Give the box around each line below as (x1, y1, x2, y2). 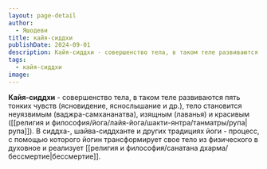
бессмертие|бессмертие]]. (8, 152, 101, 161)
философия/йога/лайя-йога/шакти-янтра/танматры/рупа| (51, 117, 248, 127)
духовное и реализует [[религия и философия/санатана (8, 143, 198, 152)
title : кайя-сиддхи (8, 33, 73, 42)
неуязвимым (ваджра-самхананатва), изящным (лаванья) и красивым (8, 109, 249, 119)
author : (8, 19, 34, 27)
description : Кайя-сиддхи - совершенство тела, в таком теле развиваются (8, 48, 259, 56)
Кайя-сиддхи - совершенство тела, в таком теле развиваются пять (8, 92, 241, 102)
